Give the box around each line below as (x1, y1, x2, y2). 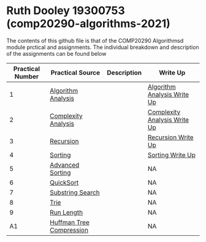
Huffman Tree (50, 218, 90, 227)
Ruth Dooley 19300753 (6, 4, 126, 18)
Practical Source (50, 68, 101, 77)
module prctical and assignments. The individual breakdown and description (6, 43, 199, 51)
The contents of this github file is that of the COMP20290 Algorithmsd (6, 37, 184, 44)
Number (14, 72, 39, 80)
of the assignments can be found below (6, 50, 107, 57)
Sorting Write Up (147, 151, 196, 159)
